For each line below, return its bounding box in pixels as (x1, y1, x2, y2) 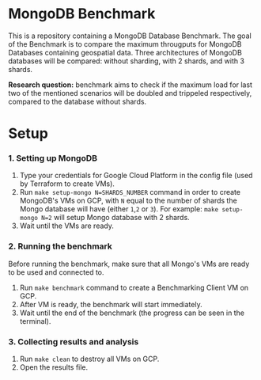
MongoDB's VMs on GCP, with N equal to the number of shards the (19, 196, 237, 206)
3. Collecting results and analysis (8, 336, 139, 347)
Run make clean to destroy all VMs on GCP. (19, 354, 160, 364)
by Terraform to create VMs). (19, 179, 115, 188)
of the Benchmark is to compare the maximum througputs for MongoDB (8, 39, 243, 48)
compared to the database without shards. (8, 97, 147, 106)
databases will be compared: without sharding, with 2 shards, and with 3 (8, 56, 245, 66)
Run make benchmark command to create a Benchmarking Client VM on (19, 283, 249, 292)
